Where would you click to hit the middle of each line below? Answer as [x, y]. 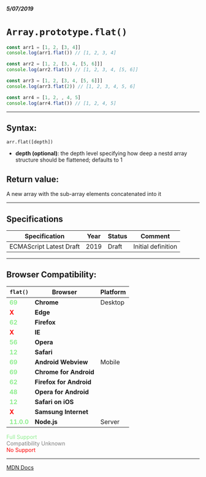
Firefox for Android [63, 381]
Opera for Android [62, 392]
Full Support [22, 437]
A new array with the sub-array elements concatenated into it [84, 194]
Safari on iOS [54, 402]
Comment [155, 236]
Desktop [112, 302]
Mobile [110, 362]
